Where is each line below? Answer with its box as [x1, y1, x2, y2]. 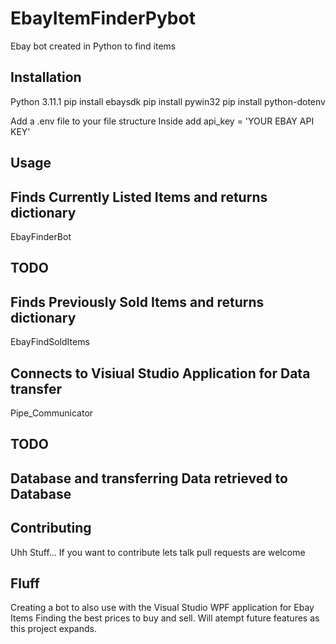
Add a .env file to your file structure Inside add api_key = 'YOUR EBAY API [10, 115, 315, 127]
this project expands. [10, 623, 97, 635]
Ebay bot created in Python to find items [10, 40, 177, 52]
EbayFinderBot [10, 230, 72, 242]
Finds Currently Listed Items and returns [10, 188, 268, 206]
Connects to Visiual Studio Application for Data [10, 365, 311, 382]
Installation [10, 69, 82, 86]
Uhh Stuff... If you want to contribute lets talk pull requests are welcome [10, 546, 306, 558]
